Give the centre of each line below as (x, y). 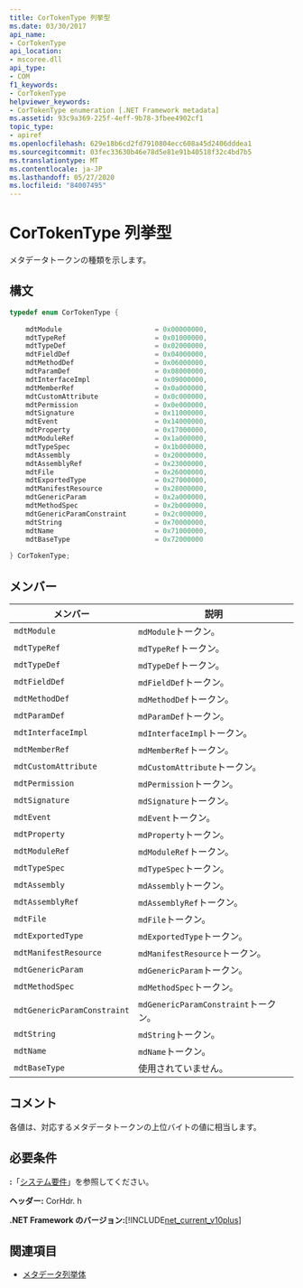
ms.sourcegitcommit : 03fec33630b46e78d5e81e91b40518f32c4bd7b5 (131, 152)
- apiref (26, 135)
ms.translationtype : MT (54, 160)
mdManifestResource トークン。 (202, 953)
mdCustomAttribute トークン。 (200, 767)
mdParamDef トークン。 (184, 716)
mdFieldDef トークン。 (184, 682)
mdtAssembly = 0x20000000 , (116, 455)
